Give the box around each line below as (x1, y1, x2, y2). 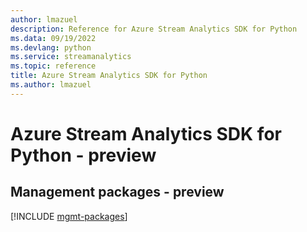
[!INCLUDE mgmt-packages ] (10, 210, 128, 222)
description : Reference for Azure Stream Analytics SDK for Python (10, 24, 298, 34)
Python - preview (10, 144, 157, 166)
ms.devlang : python (10, 42, 92, 53)
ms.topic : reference (10, 61, 97, 71)
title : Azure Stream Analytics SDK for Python (10, 71, 208, 81)
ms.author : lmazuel (10, 80, 92, 90)
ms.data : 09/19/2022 (10, 33, 97, 43)
